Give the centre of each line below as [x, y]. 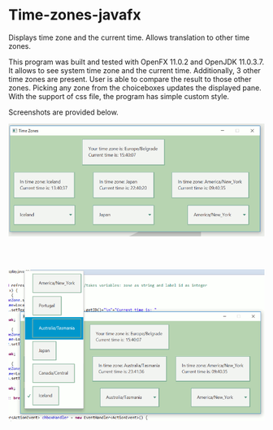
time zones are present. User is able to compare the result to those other [130, 79]
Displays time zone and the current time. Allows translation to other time [129, 37]
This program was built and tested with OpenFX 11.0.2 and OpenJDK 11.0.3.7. [136, 62]
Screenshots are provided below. [64, 112]
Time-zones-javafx [75, 15]
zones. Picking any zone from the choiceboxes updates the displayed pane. [135, 88]
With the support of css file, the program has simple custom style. [119, 96]
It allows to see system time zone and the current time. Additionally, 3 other [135, 70]
